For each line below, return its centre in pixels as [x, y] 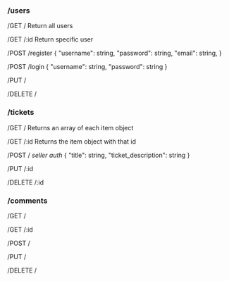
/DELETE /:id [26, 182]
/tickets [21, 113]
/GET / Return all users [40, 26]
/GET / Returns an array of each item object [70, 127]
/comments [27, 201]
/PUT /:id [20, 168]
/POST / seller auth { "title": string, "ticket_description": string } [99, 155]
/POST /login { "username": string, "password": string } [87, 67]
